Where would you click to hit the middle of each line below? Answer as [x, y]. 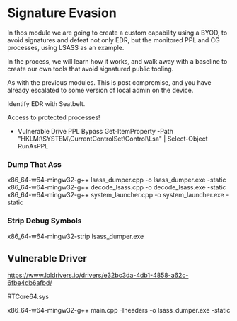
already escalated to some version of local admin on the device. [100, 90]
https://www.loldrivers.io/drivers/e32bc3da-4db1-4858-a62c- [98, 275]
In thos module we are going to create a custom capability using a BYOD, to [117, 33]
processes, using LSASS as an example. [66, 47]
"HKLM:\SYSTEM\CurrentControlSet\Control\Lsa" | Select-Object [112, 139]
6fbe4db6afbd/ [30, 283]
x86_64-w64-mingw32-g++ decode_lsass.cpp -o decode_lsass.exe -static [117, 187]
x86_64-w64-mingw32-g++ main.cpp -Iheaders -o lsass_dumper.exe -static [119, 310]
